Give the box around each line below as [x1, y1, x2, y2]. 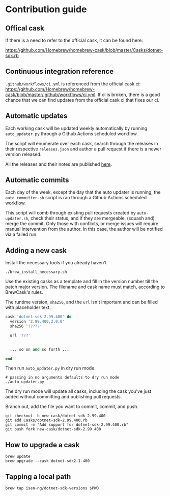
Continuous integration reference [5, 67, 114, 76]
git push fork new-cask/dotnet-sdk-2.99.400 [5, 427, 101, 432]
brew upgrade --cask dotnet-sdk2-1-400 [5, 458, 90, 463]
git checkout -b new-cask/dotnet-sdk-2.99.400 [5, 413, 106, 419]
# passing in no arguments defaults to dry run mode [5, 375, 120, 380]
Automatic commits [5, 176, 69, 184]
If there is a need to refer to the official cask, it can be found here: [5, 37, 144, 43]
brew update [5, 454, 31, 459]
